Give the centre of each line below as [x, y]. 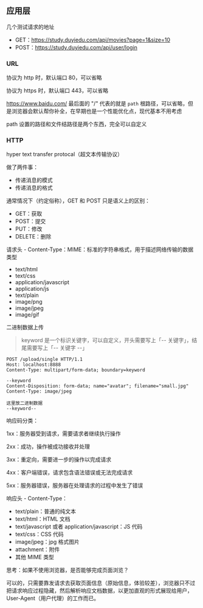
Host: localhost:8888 [34, 365]
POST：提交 [30, 221]
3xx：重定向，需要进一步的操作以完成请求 [59, 460]
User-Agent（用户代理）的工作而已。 [53, 598]
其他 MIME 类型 [35, 557]
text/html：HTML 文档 [43, 519]
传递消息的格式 [34, 188]
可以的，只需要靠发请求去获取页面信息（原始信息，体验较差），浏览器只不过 [101, 583]
